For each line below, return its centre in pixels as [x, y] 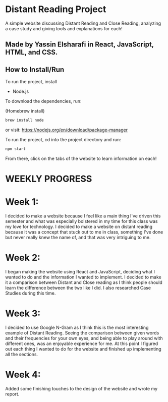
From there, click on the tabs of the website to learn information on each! [81, 158]
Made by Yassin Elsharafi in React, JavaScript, [79, 45]
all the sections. [22, 354]
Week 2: [23, 258]
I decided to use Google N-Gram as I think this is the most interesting [77, 327]
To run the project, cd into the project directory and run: [63, 140]
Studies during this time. [31, 293]
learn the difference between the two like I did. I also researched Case [78, 288]
